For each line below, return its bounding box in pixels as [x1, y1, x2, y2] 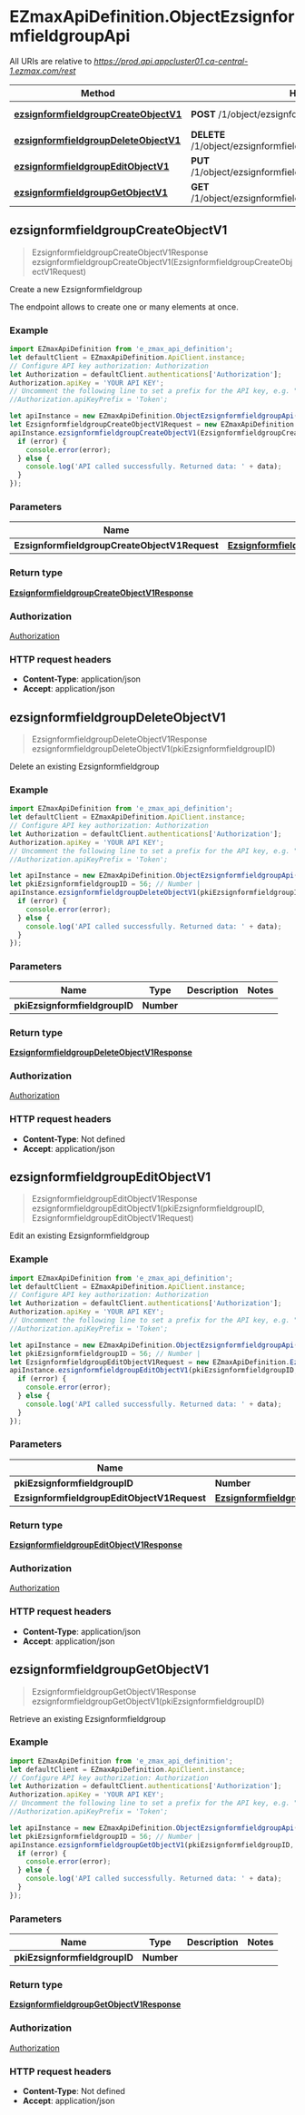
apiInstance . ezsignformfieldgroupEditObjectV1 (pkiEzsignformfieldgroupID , [9, 1366, 299, 1375]
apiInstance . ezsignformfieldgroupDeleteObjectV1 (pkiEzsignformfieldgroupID [9, 888, 302, 898]
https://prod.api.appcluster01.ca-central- [93, 55, 249, 66]
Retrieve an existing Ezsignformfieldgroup [9, 1713, 166, 1724]
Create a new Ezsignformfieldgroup [9, 283, 143, 294]
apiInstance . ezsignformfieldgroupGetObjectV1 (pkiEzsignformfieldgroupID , [9, 1840, 295, 1849]
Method [80, 86, 115, 99]
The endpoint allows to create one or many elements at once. [9, 301, 239, 312]
